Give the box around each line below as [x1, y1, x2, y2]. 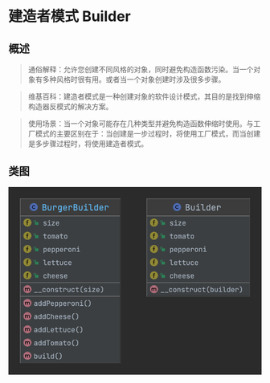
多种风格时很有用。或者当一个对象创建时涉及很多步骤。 [42, 75, 226, 84]
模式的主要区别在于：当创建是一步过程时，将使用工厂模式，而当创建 [35, 129, 261, 138]
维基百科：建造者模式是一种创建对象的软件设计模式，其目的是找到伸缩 [27, 92, 261, 101]
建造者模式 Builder [8, 7, 131, 26]
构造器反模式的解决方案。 [27, 102, 113, 111]
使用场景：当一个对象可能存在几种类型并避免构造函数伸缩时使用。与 [27, 119, 254, 128]
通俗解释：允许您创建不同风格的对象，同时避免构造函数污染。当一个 [27, 65, 254, 74]
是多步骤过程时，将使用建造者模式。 [27, 139, 149, 149]
